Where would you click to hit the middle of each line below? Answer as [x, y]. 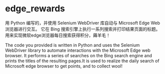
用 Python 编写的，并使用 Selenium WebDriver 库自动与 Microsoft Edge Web [82, 23]
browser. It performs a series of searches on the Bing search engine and [79, 55]
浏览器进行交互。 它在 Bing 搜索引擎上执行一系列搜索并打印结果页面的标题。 [83, 29]
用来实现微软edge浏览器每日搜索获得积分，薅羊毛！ [58, 35]
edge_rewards [35, 9]
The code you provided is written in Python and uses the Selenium [73, 45]
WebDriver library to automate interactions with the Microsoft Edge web [78, 50]
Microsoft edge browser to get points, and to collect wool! [64, 66]
